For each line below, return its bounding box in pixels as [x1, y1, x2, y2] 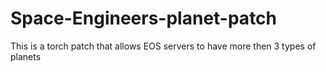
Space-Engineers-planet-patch [10, 7, 278, 30]
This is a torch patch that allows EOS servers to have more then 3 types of [10, 40, 317, 52]
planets [10, 50, 42, 62]
